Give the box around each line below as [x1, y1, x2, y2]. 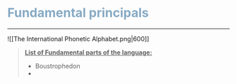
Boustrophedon [35, 62, 81, 70]
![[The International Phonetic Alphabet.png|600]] [7, 34, 150, 43]
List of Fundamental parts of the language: [24, 48, 153, 57]
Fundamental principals [7, 5, 150, 21]
